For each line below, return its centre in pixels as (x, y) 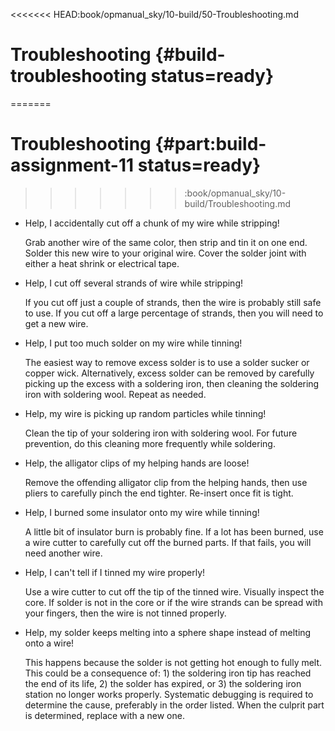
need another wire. (63, 553)
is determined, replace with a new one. (104, 715)
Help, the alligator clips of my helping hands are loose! (137, 463)
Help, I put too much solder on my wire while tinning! (133, 343)
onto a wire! (49, 643)
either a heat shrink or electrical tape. (102, 263)
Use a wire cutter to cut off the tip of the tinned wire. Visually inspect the (174, 591)
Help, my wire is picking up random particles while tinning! (145, 413)
